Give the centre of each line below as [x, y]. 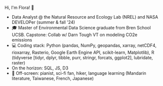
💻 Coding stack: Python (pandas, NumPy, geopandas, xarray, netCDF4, [84, 45]
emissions [22, 40]
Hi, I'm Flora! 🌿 [20, 8]
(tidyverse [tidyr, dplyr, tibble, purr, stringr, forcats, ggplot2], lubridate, [82, 58]
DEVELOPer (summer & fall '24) [43, 22]
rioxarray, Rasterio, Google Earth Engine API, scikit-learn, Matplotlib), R [83, 52]
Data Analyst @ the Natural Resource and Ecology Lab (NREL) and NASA [85, 17]
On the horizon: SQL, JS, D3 [40, 68]
